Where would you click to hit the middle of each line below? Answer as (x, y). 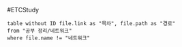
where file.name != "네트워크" (49, 38)
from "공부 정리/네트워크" (40, 31)
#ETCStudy (23, 10)
